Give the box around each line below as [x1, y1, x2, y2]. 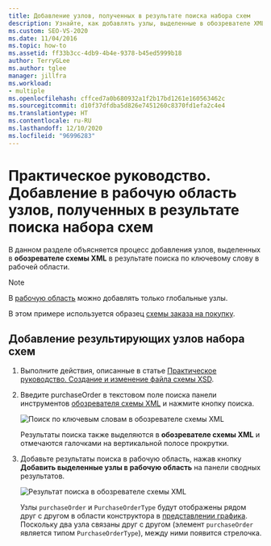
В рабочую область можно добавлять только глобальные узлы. [8, 293, 228, 302]
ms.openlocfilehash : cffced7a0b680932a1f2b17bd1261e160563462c [8, 94, 226, 102]
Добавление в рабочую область [8, 183, 237, 202]
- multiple [8, 86, 45, 95]
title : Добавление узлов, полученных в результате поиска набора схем [8, 11, 251, 20]
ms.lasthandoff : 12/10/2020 [8, 124, 103, 132]
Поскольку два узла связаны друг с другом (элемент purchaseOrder [19, 519, 254, 529]
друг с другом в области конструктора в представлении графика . [19, 511, 248, 521]
